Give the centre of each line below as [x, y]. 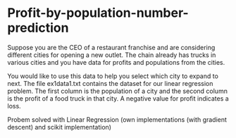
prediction [38, 28]
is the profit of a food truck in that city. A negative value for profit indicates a [118, 98]
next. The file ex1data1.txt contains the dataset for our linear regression [110, 83]
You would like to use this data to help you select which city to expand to [113, 76]
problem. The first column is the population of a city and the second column [117, 91]
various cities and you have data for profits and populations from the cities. [116, 62]
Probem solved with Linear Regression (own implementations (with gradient [117, 119]
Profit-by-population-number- [98, 13]
